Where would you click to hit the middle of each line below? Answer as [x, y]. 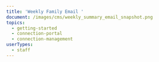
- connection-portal [37, 34]
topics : [16, 22]
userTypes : [20, 45]
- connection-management [42, 39]
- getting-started [35, 28]
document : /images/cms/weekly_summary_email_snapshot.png [79, 17]
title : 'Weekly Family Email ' [45, 12]
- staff [21, 50]
